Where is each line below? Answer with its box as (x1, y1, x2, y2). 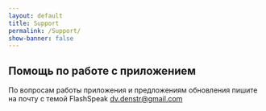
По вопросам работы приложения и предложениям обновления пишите (8, 85, 258, 95)
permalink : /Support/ (8, 27, 81, 35)
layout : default (8, 11, 63, 20)
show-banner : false (8, 34, 74, 43)
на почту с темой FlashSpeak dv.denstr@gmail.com (8, 94, 183, 104)
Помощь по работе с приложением (8, 64, 196, 77)
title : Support (8, 19, 60, 27)
